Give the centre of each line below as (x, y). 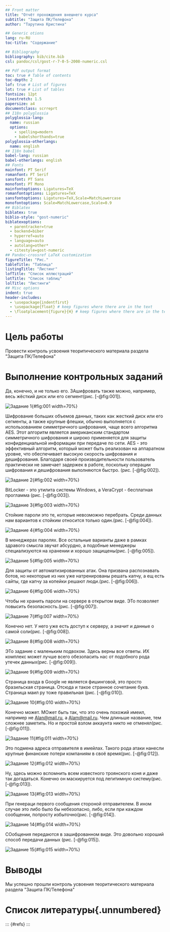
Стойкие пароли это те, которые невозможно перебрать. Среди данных (83, 515)
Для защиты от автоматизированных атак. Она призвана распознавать (82, 570)
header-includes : (24, 297)
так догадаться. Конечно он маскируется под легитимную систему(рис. (84, 778)
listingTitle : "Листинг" (31, 269)
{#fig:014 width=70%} (58, 824)
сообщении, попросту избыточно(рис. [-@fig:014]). (60, 815)
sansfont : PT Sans (25, 179)
